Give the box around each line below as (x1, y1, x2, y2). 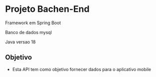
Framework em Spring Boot (5, 20, 61, 26)
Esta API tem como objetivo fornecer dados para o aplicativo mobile (12, 66, 151, 72)
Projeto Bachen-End (5, 3, 90, 15)
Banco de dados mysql (5, 29, 52, 35)
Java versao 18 (5, 38, 36, 45)
